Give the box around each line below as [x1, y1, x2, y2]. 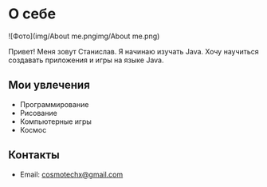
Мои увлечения [8, 78, 90, 92]
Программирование [19, 99, 89, 109]
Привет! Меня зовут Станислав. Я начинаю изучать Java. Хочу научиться [8, 46, 259, 56]
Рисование [19, 108, 57, 117]
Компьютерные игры [19, 117, 92, 126]
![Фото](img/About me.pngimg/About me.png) [8, 31, 160, 41]
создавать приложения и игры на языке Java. [8, 55, 165, 65]
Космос [19, 125, 47, 134]
